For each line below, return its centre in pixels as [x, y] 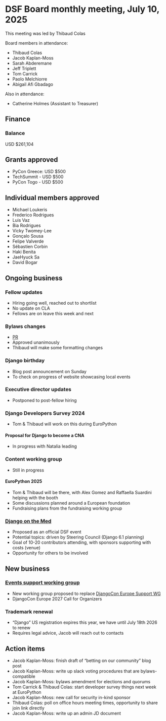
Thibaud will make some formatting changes [57, 348]
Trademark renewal [29, 611]
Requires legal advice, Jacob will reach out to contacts [68, 633]
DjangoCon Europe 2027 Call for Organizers [57, 598]
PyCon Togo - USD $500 [38, 182]
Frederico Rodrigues [33, 215]
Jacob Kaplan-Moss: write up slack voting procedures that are [76, 671]
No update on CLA [31, 308]
